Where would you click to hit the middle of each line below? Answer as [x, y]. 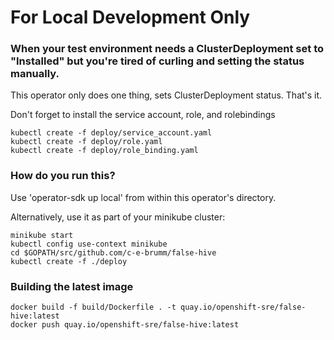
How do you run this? [63, 176]
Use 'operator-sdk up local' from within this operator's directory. [143, 197]
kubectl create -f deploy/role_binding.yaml [104, 151]
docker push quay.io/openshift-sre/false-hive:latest [125, 325]
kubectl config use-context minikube [89, 244]
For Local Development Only [130, 17]
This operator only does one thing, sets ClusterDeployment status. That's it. [166, 95]
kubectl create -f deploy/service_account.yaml [111, 133]
